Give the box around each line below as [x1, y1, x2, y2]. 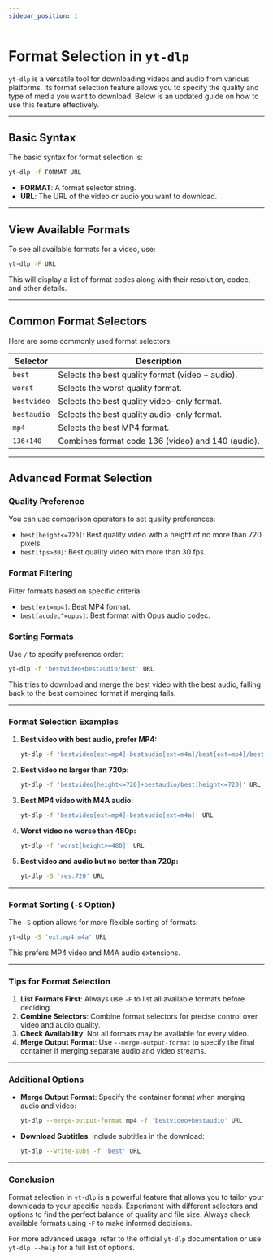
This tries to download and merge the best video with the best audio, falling [8, 680, 262, 689]
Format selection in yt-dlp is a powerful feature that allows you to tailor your [8, 1193, 264, 1202]
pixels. [19, 538, 43, 549]
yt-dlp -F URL [8, 260, 57, 268]
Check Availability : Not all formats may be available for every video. [19, 1029, 249, 1039]
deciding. [19, 1003, 52, 1013]
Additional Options [8, 1074, 84, 1085]
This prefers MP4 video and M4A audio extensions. [8, 948, 181, 958]
